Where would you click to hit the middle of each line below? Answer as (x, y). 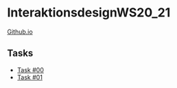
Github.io (20, 32)
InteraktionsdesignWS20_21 (89, 13)
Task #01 (30, 77)
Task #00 (31, 69)
